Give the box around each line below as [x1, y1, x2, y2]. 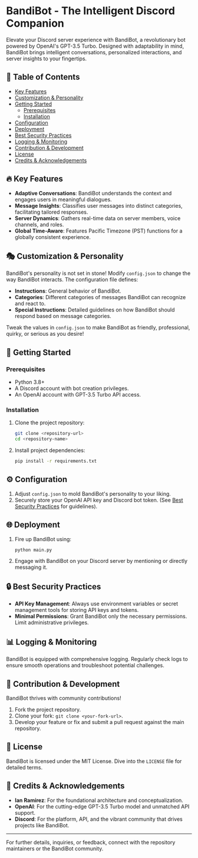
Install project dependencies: [14, 447, 85, 454]
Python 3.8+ [14, 379, 45, 386]
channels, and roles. [14, 221, 64, 228]
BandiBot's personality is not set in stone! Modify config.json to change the [6, 270, 191, 277]
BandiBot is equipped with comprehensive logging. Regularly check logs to [6, 656, 189, 663]
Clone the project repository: [14, 419, 85, 426]
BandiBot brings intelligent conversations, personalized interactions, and [6, 48, 182, 55]
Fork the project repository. [14, 706, 81, 713]
